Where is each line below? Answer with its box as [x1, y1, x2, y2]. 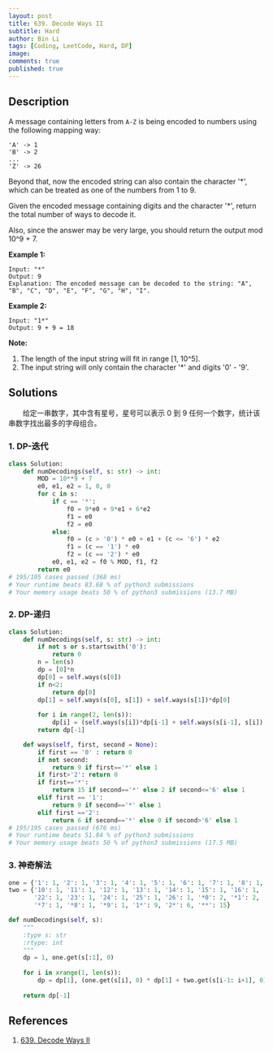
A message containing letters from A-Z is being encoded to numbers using [8, 116, 258, 126]
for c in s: [37, 490, 79, 498]
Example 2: [8, 301, 47, 310]
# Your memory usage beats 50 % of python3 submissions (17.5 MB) [8, 838, 238, 847]
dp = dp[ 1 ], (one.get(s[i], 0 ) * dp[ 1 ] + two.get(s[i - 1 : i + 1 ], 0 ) [37, 977, 267, 985]
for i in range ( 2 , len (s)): [37, 711, 132, 719]
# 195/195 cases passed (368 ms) [8, 573, 122, 581]
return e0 [37, 565, 71, 574]
